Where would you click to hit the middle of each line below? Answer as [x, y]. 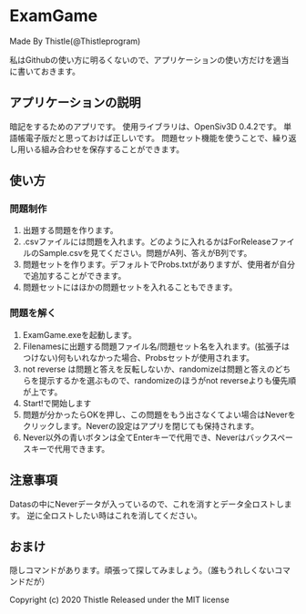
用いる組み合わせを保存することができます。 [101, 149]
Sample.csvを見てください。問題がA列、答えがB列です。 [145, 253]
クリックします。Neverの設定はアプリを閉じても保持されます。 [141, 425]
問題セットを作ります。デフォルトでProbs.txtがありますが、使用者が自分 [159, 264]
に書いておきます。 [45, 71]
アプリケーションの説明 [75, 102]
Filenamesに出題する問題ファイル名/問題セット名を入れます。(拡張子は [156, 346]
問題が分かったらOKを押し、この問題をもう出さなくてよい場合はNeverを [159, 414]
